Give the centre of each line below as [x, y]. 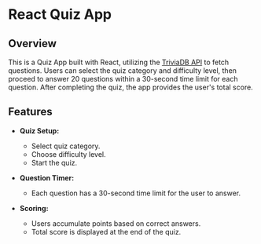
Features [30, 112]
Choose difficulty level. [68, 154]
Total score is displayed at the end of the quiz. [106, 231]
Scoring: [34, 208]
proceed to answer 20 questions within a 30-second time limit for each [123, 79]
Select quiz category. [66, 146]
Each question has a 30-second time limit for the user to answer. [136, 193]
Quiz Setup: [39, 130]
